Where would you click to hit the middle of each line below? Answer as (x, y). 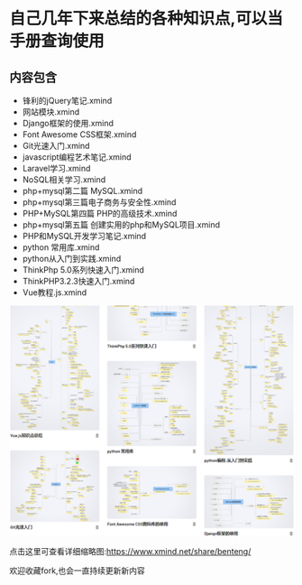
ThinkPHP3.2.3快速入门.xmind (78, 281)
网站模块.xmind (50, 112)
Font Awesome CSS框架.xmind (79, 135)
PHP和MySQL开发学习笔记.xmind (84, 236)
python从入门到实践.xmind (72, 259)
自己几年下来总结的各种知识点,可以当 (146, 19)
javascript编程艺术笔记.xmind (77, 157)
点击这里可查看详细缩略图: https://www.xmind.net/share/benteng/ (130, 551)
